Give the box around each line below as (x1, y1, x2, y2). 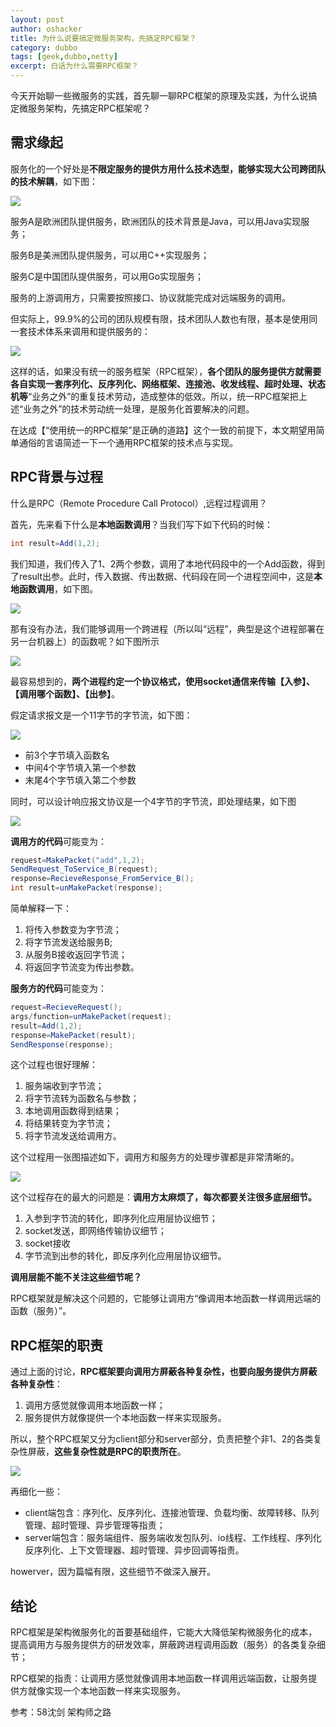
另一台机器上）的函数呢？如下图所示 (10, 635, 160, 647)
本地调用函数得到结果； (24, 1105, 122, 1117)
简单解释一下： (10, 902, 72, 914)
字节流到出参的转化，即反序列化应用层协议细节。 (24, 1250, 227, 1262)
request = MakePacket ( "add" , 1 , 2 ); (10, 855, 145, 865)
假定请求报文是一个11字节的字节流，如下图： (10, 709, 193, 721)
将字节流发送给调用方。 (24, 1130, 122, 1142)
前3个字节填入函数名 (24, 749, 110, 761)
